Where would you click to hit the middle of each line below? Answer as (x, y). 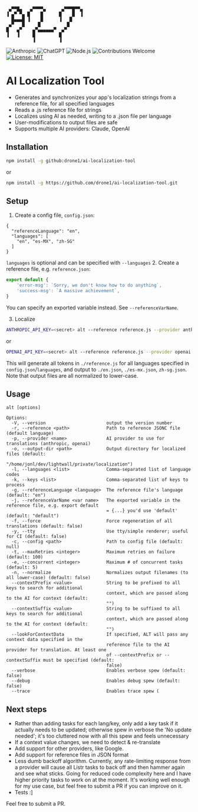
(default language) (30, 434)
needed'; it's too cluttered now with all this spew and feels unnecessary (102, 736)
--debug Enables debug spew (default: (96, 681)
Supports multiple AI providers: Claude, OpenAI (72, 128)
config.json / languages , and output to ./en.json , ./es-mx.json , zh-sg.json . (97, 369)
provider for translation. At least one (57, 650)
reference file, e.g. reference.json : (48, 269)
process (16, 485)
